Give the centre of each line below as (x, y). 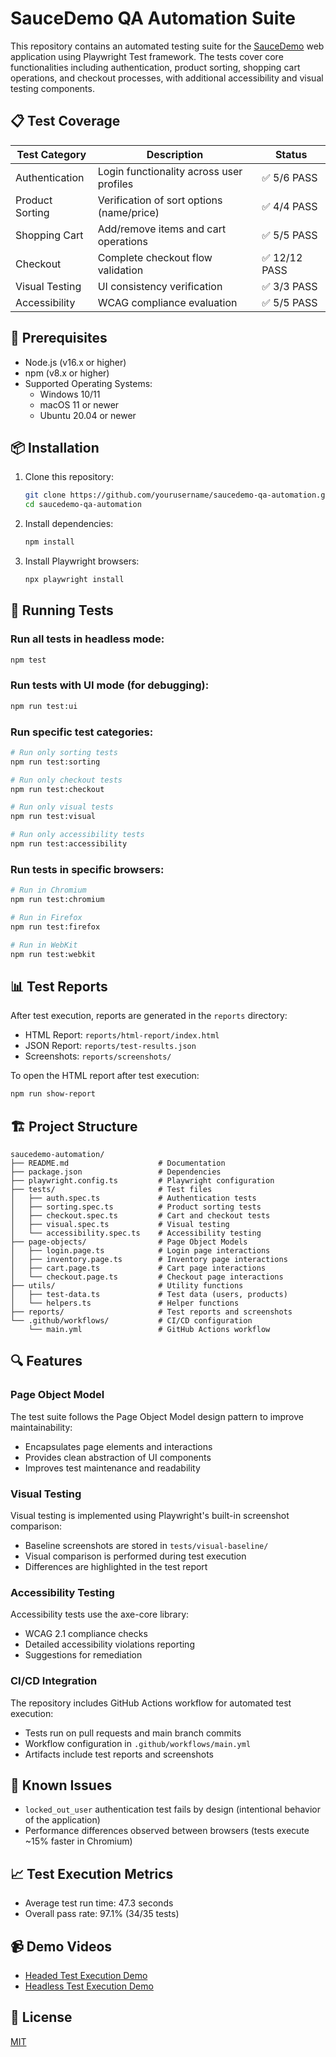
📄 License (41, 2017)
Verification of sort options (160, 200)
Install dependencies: (69, 524)
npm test (28, 660)
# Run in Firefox (46, 917)
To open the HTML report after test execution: (105, 1076)
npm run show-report (53, 1094)
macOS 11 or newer (79, 404)
